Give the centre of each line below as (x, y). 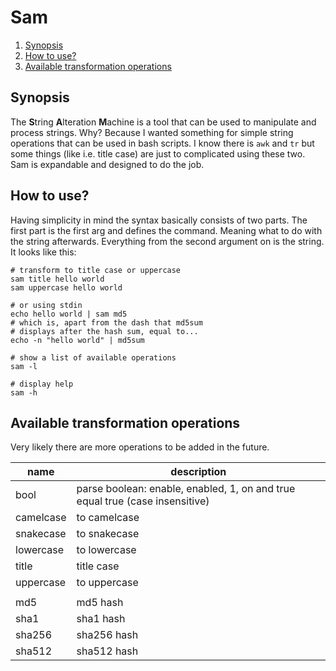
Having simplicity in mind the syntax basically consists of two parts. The (159, 220)
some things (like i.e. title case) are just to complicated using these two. (158, 153)
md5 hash (100, 603)
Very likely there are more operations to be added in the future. (140, 447)
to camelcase (108, 518)
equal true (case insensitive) (143, 501)
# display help (42, 384)
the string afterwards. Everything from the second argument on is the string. (167, 241)
